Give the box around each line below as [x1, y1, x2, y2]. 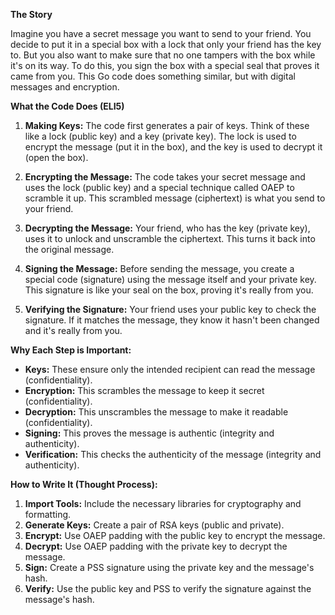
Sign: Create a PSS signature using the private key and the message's [24, 562, 315, 573]
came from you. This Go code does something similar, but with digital [10, 70, 296, 82]
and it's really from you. [24, 325, 123, 336]
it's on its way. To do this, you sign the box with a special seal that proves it [10, 60, 320, 71]
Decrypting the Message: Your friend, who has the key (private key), [24, 222, 311, 234]
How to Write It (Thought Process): [10, 479, 158, 490]
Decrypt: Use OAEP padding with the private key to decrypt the [24, 540, 288, 552]
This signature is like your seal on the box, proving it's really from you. [24, 284, 314, 296]
